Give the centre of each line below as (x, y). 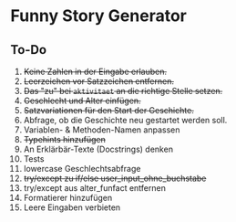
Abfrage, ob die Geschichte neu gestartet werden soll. (125, 120)
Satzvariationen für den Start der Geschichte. (108, 110)
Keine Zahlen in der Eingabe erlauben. (95, 71)
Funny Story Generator (99, 16)
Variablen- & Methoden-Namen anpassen (102, 130)
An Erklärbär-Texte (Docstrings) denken (98, 149)
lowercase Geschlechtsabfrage (82, 169)
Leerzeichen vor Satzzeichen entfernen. (98, 81)
